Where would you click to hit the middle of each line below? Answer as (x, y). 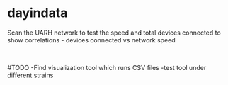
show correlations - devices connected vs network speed (91, 40)
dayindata (38, 13)
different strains (30, 75)
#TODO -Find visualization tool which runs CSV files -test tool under (107, 67)
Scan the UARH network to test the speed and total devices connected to (114, 33)
